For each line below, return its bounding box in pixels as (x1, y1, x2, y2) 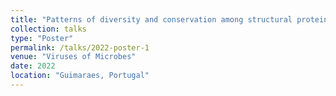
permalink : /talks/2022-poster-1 (10, 42, 150, 53)
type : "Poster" (10, 33, 74, 43)
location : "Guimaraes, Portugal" (10, 71, 150, 81)
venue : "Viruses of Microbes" (10, 52, 137, 62)
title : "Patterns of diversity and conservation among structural (10, 14, 293, 25)
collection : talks (10, 24, 87, 34)
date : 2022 (10, 61, 56, 71)
